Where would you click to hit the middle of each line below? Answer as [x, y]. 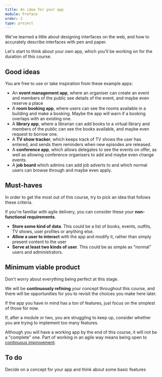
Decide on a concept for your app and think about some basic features [75, 369]
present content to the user [39, 242]
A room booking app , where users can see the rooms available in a [79, 108]
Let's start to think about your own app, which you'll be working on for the [79, 51]
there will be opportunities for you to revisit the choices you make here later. [81, 294]
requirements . [42, 217]
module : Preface [21, 14]
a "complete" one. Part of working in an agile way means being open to [76, 337]
